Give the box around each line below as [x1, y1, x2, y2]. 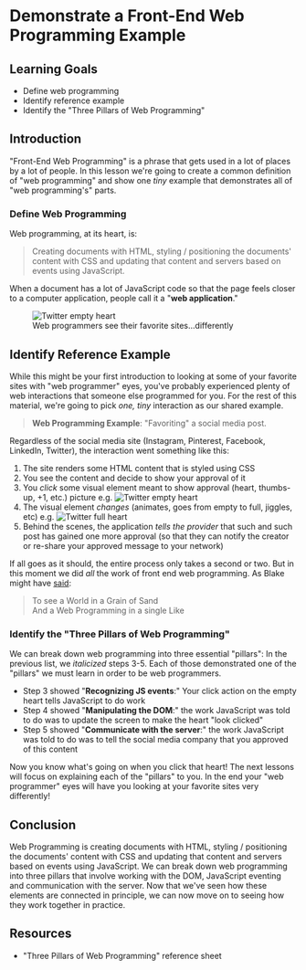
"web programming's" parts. [9, 185, 117, 195]
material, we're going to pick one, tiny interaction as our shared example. [9, 399, 284, 411]
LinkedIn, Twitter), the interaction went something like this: [9, 445, 230, 456]
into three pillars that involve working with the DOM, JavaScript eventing [9, 870, 281, 881]
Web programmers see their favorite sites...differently [32, 321, 234, 332]
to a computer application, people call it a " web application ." [9, 293, 239, 304]
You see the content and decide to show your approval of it [22, 472, 247, 483]
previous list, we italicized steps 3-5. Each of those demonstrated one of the [9, 659, 297, 670]
